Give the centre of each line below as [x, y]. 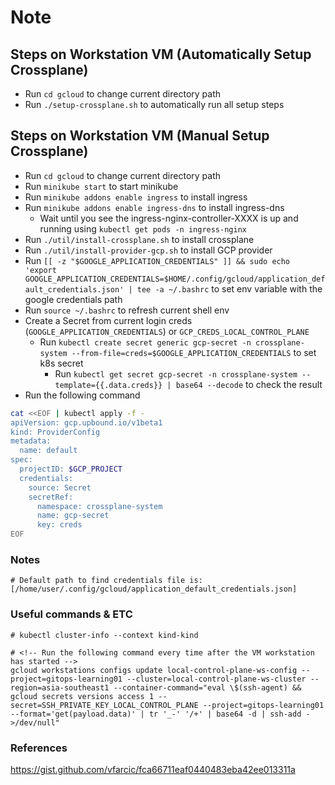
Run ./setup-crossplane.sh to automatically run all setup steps [154, 104]
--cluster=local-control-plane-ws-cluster [216, 679]
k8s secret [61, 363]
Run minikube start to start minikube [101, 186]
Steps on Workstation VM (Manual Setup [140, 136]
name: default [48, 451]
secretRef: [51, 497]
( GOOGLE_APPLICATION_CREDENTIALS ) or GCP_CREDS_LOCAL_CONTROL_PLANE [167, 331]
